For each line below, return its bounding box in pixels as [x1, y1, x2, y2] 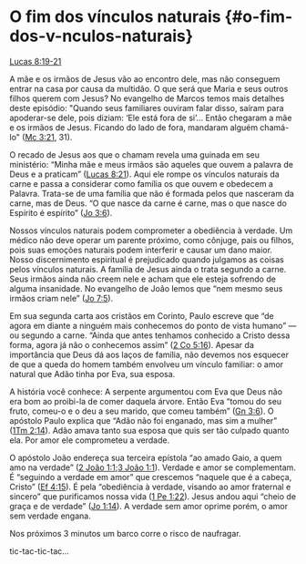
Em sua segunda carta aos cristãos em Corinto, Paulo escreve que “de [9, 310, 275, 321]
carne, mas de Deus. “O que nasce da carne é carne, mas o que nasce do [9, 198, 287, 209]
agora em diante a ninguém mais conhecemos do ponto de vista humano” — [9, 320, 297, 331]
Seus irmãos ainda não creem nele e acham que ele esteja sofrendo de [9, 273, 276, 284]
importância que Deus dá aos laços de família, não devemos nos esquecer [9, 349, 290, 360]
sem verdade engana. [9, 510, 91, 521]
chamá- [259, 121, 290, 133]
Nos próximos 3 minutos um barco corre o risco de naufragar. [9, 528, 241, 538]
